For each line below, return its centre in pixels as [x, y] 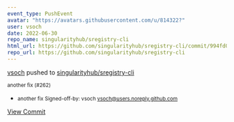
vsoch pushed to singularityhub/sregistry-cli [71, 72]
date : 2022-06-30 [32, 33]
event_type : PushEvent [40, 14]
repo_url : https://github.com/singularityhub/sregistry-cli [96, 53]
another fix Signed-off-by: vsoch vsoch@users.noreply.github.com [97, 98]
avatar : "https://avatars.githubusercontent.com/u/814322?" [96, 20]
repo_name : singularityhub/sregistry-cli [68, 40]
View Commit [26, 112]
